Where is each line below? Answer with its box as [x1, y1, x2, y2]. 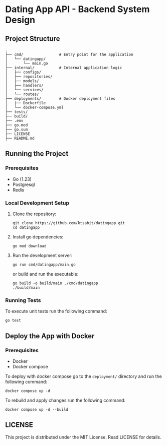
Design [5, 14, 36, 26]
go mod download [12, 243, 47, 248]
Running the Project [5, 150, 69, 158]
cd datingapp [12, 225, 40, 230]
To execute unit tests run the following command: [5, 308, 107, 314]
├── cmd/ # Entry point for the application [5, 52, 134, 57]
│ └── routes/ [5, 92, 39, 97]
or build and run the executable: [12, 271, 79, 277]
